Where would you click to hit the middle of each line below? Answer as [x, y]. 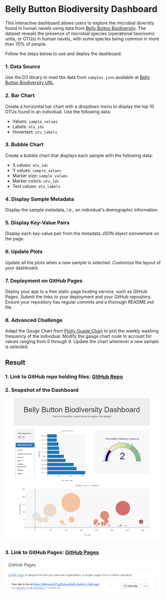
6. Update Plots [24, 252]
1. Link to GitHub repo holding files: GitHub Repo [64, 376]
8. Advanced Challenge [34, 320]
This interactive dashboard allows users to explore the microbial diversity [80, 23]
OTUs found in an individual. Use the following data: [58, 112]
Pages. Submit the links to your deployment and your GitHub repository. [79, 297]
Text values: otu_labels [36, 186]
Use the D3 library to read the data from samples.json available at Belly [78, 77]
